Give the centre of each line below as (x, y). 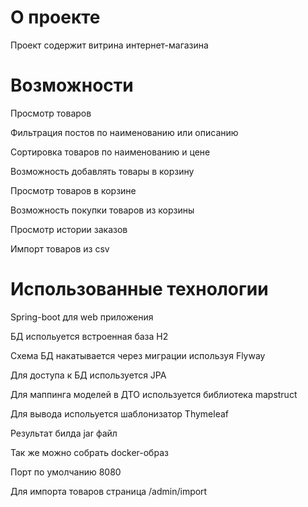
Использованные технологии (139, 289)
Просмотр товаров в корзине (73, 190)
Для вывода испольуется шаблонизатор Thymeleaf (120, 413)
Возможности (72, 85)
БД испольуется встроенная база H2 (89, 336)
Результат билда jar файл (64, 433)
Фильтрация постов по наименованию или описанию (124, 132)
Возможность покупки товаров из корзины (102, 210)
